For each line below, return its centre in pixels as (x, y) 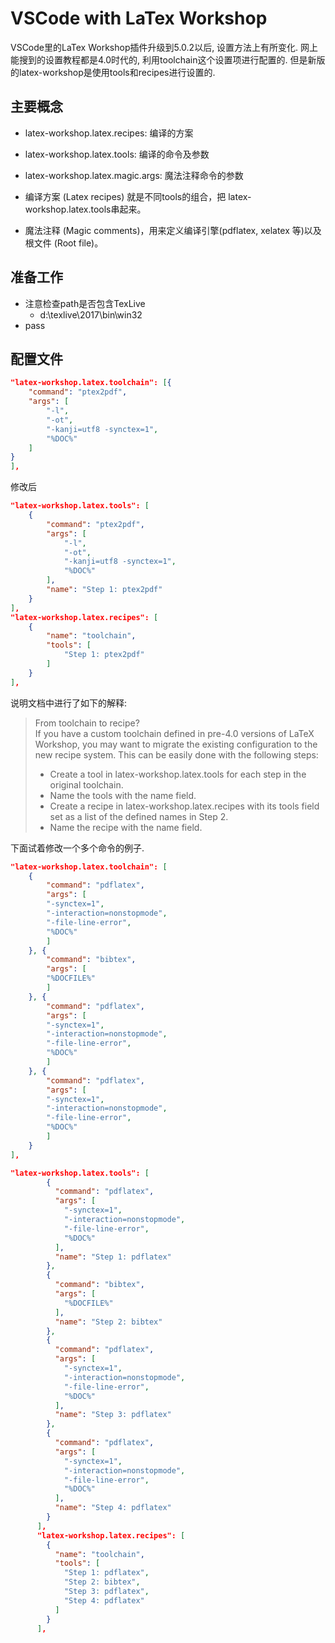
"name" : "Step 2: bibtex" (108, 1322)
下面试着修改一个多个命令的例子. (77, 848)
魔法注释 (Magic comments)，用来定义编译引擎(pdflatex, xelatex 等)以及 (173, 230)
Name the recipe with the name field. (126, 827)
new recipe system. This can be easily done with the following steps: (176, 754)
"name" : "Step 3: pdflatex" (113, 1415)
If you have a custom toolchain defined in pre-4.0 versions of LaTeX (174, 733)
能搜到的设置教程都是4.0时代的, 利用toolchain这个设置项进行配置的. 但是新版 (168, 59)
